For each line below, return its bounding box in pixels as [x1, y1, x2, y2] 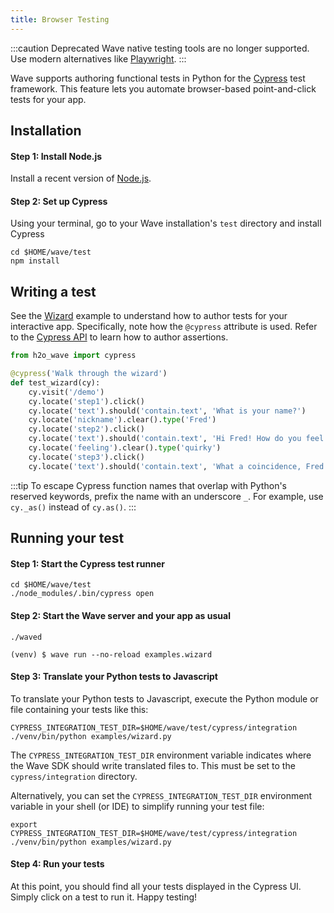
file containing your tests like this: [10, 703, 149, 715]
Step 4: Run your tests [10, 858, 105, 870]
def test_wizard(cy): [10, 377, 101, 388]
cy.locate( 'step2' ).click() [28, 424, 145, 435]
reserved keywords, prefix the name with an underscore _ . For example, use [10, 490, 324, 502]
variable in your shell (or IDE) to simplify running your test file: [10, 800, 265, 812]
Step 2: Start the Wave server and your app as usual [10, 609, 231, 621]
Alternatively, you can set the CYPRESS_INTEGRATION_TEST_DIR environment [10, 789, 313, 801]
